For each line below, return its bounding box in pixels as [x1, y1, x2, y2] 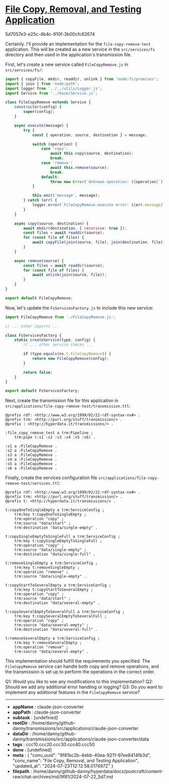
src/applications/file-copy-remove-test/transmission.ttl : [5, 403, 131, 409]
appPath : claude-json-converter [12, 709, 81, 715]
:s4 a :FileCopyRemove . [5, 457, 57, 462]
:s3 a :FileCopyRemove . [5, 453, 57, 458]
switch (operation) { [32, 142, 78, 147]
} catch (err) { [23, 198, 57, 203]
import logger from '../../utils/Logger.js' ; [5, 86, 102, 91]
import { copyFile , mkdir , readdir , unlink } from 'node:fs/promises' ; [5, 76, 158, 81]
